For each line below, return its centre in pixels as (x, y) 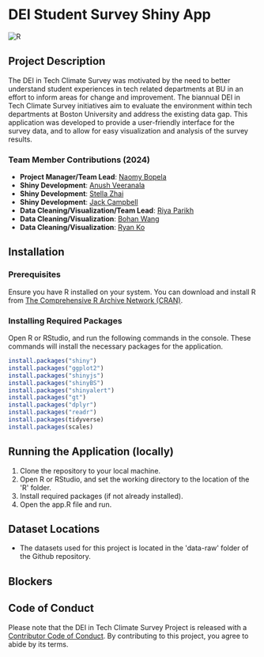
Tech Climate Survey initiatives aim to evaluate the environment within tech (130, 105)
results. (21, 139)
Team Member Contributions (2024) (79, 160)
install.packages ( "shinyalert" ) (61, 390)
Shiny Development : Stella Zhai (72, 194)
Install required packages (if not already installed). (101, 496)
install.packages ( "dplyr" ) (53, 405)
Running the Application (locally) (91, 452)
